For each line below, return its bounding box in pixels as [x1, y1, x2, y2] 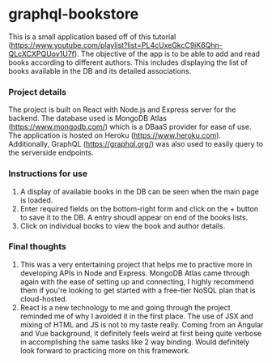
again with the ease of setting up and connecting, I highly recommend [19, 276, 254, 286]
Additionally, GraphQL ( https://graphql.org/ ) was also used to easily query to [8, 139, 264, 149]
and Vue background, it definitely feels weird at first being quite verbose [19, 328, 261, 338]
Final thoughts [8, 241, 67, 252]
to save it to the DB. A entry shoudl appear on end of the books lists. [19, 212, 249, 222]
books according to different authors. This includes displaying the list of [8, 58, 249, 67]
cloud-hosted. [19, 293, 68, 304]
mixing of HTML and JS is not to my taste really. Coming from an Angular [19, 319, 264, 329]
